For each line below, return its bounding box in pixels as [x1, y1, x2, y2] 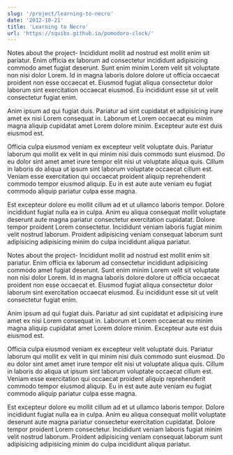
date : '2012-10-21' [7, 17, 64, 24]
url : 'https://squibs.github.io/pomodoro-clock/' [7, 29, 155, 37]
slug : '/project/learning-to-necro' [7, 10, 114, 17]
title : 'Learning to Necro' [7, 23, 89, 30]
